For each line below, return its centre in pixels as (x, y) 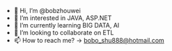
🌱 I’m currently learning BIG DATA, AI (67, 25)
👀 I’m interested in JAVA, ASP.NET (63, 18)
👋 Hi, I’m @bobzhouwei (47, 11)
